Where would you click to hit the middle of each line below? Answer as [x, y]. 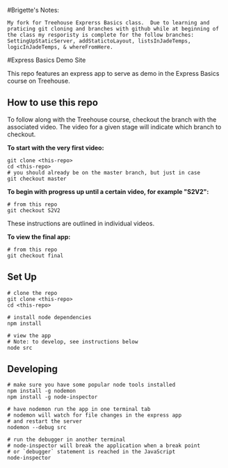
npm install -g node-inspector [52, 397]
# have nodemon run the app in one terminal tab [79, 410]
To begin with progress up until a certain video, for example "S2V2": [108, 191]
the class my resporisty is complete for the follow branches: [101, 35]
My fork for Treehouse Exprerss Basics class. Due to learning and [108, 23]
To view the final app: [39, 236]
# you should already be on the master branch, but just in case [104, 172]
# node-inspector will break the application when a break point [104, 446]
